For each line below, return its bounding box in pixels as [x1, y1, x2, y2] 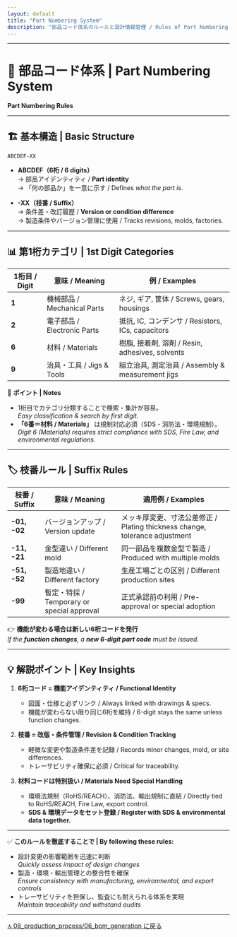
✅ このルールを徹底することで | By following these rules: [7, 837, 174, 845]
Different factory [44, 574, 100, 584]
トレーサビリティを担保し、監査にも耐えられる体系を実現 [17, 892, 185, 901]
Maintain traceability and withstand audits [17, 900, 141, 909]
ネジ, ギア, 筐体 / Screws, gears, [119, 294, 225, 304]
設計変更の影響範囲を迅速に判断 [17, 852, 111, 861]
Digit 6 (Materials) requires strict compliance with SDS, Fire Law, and [17, 428, 219, 436]
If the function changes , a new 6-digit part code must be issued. [7, 635, 200, 643]
